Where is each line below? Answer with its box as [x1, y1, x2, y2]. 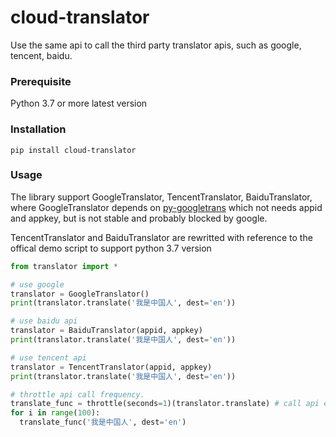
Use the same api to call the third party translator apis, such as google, [10, 39, 302, 51]
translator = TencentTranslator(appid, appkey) [10, 362, 213, 372]
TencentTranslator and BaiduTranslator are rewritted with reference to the [10, 231, 313, 243]
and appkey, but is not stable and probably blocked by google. [10, 212, 268, 224]
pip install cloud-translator [10, 145, 137, 155]
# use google [10, 279, 65, 290]
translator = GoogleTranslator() [10, 289, 150, 299]
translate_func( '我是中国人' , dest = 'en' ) [19, 417, 187, 428]
